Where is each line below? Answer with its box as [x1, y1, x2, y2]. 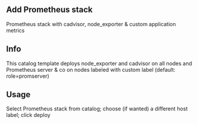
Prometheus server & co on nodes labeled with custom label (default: [6, 66, 175, 73]
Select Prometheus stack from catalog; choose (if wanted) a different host [6, 105, 188, 112]
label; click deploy [6, 112, 51, 119]
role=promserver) [6, 72, 49, 80]
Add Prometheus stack [6, 5, 93, 15]
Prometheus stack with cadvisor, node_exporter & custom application [6, 20, 177, 27]
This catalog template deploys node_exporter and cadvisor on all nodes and [6, 59, 192, 67]
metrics [6, 27, 25, 34]
